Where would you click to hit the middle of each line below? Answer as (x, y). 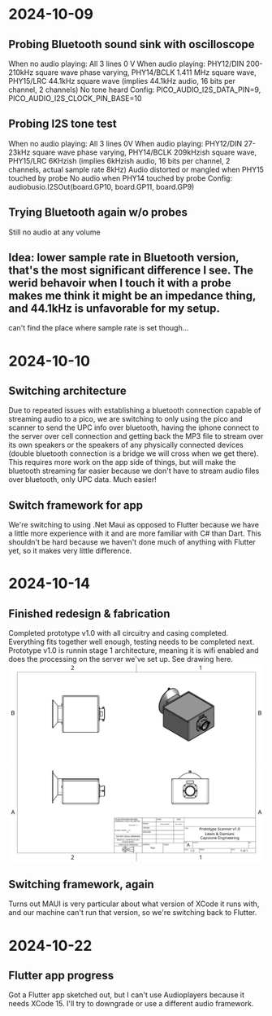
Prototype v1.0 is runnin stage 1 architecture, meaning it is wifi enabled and (134, 650)
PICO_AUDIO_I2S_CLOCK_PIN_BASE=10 (75, 98)
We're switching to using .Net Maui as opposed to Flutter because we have (134, 525)
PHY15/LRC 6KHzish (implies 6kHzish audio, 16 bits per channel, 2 (119, 160)
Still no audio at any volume (54, 232)
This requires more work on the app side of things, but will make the (122, 462)
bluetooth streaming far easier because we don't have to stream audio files (134, 471)
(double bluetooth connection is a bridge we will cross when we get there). (134, 453)
